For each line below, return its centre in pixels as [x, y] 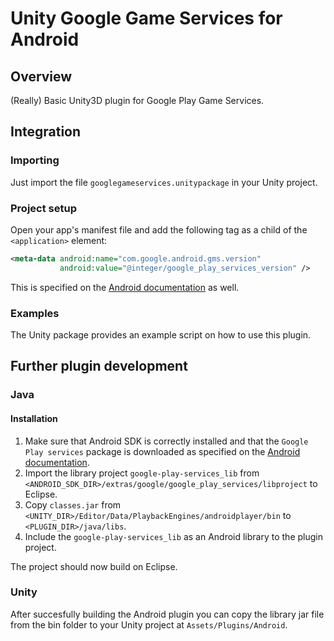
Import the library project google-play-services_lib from [142, 473]
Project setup [43, 208]
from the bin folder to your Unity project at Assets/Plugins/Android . [149, 624]
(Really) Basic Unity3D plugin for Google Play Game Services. [137, 100]
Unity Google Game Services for [146, 18]
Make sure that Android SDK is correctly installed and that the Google [166, 441]
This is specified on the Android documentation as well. [125, 287]
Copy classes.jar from [73, 504]
